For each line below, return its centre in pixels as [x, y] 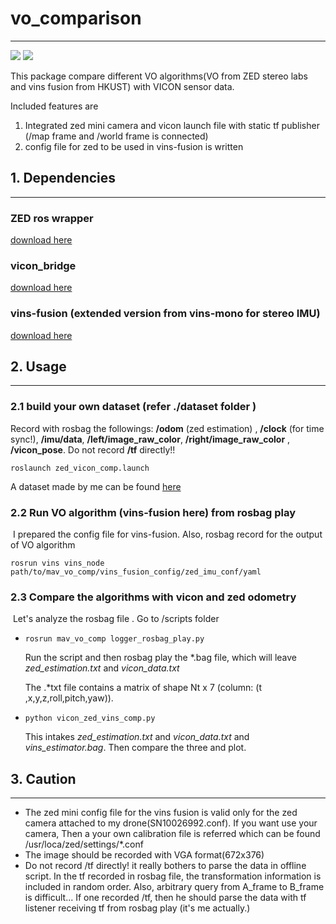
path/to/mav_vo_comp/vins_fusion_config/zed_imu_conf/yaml [136, 572]
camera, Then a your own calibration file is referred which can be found [172, 834]
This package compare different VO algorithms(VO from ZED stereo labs [159, 76]
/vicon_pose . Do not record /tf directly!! [93, 449]
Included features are [54, 106]
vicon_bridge [43, 265]
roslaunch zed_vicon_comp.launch [80, 468]
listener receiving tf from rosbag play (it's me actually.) [137, 908]
